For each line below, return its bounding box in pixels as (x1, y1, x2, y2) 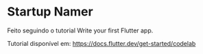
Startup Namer (7, 4, 94, 20)
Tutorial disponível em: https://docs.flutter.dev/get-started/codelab (7, 39, 196, 47)
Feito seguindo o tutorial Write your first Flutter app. (7, 26, 154, 34)
